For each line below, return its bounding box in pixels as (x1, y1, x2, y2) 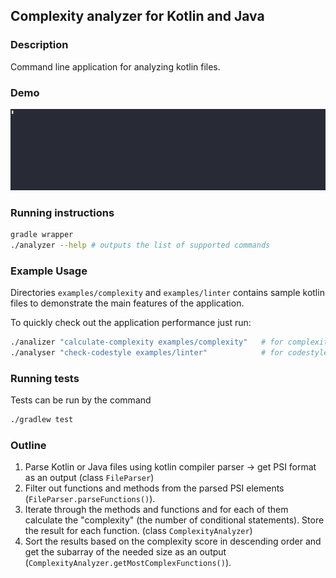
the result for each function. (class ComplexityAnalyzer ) (24, 525, 253, 537)
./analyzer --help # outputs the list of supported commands (10, 240, 271, 251)
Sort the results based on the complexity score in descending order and (24, 535, 322, 548)
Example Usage (10, 264, 88, 278)
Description (10, 38, 69, 52)
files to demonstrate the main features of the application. (10, 297, 245, 309)
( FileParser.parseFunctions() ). (24, 493, 156, 505)
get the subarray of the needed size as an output (24, 546, 227, 558)
